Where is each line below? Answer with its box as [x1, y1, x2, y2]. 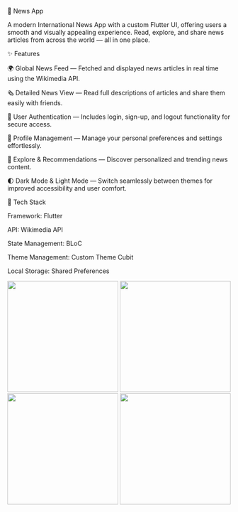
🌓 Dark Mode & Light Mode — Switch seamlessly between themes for [7, 176, 212, 185]
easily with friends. [7, 99, 63, 107]
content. [7, 163, 32, 171]
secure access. [7, 120, 52, 128]
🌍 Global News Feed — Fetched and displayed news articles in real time [7, 64, 219, 73]
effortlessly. [7, 142, 42, 149]
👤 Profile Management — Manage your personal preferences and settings [7, 134, 222, 142]
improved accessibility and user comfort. [7, 184, 127, 192]
